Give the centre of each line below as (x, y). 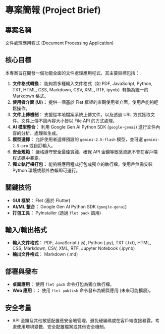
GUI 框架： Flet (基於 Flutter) (41, 200)
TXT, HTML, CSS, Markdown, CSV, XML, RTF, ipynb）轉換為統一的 (80, 89)
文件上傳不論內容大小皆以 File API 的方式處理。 (69, 121)
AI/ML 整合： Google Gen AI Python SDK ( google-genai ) (70, 206)
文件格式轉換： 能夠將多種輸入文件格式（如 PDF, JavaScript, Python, (82, 83)
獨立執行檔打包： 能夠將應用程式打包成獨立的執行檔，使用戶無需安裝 (82, 164)
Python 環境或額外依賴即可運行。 (46, 170)
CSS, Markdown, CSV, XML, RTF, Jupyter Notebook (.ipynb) (74, 248)
